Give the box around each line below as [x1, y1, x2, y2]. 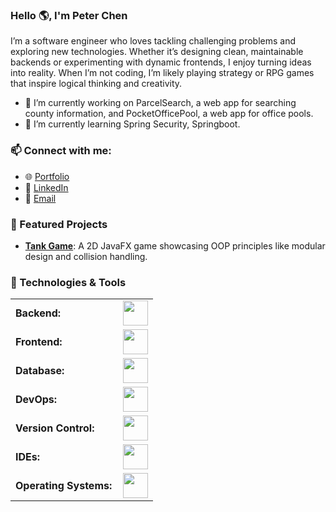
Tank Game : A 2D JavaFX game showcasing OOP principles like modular [24, 239, 326, 252]
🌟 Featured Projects [10, 217, 108, 231]
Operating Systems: [15, 479, 113, 493]
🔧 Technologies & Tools [10, 275, 127, 289]
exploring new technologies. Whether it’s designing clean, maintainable [10, 46, 304, 58]
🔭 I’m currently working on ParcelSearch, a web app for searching [24, 97, 297, 109]
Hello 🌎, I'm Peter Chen [10, 8, 128, 22]
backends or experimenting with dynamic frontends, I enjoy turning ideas [10, 56, 312, 68]
